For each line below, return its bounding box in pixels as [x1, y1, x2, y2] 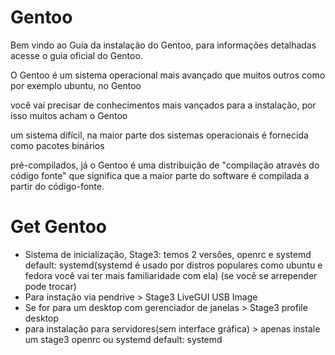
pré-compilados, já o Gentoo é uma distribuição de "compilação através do [10, 159, 320, 171]
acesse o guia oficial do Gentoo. [10, 49, 143, 61]
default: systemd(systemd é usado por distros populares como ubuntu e [24, 259, 323, 271]
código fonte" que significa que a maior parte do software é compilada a [10, 169, 310, 181]
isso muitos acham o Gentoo [10, 109, 128, 121]
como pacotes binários [10, 139, 105, 151]
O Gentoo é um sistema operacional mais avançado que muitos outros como [10, 69, 326, 81]
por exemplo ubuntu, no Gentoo [10, 79, 142, 91]
